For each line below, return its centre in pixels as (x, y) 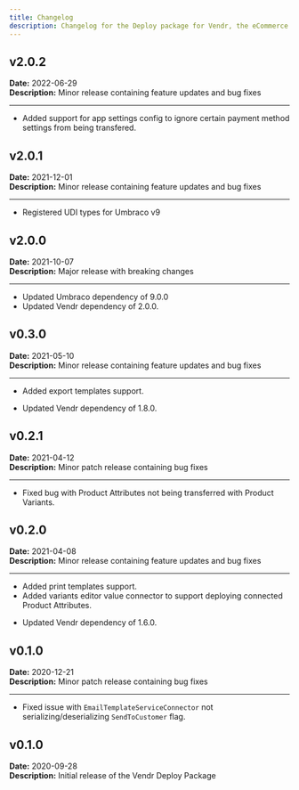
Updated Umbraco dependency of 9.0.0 (95, 297)
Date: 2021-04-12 (42, 457)
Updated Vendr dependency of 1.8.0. (89, 408)
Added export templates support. (83, 391)
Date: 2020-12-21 (41, 672)
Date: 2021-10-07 (41, 261)
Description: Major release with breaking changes (101, 271)
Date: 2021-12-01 (41, 177)
